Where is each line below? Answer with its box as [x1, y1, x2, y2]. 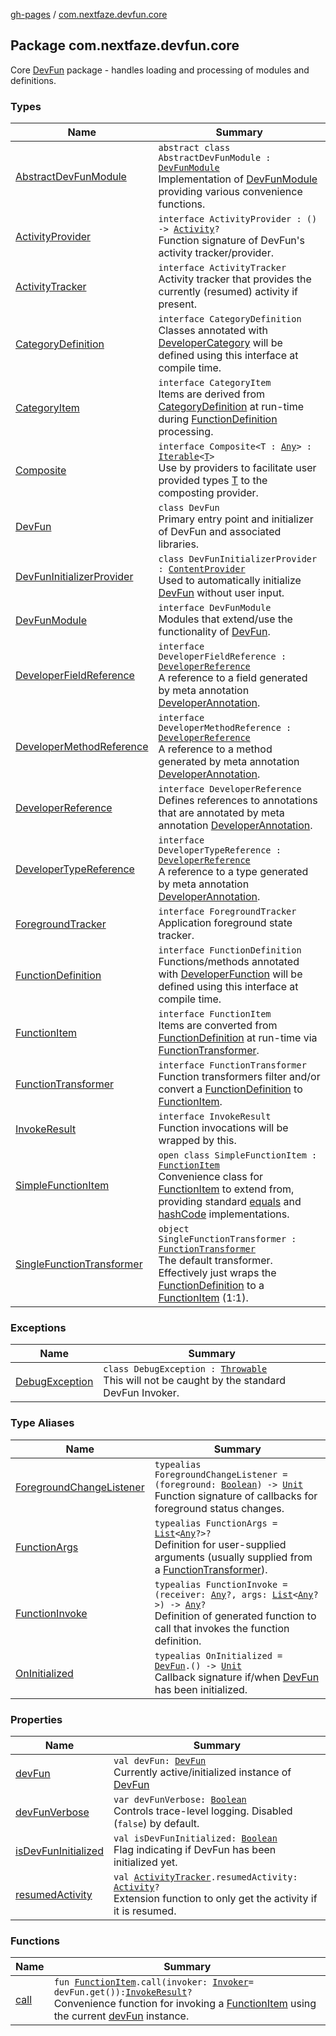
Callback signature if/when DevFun [154, 1670, 320, 1684]
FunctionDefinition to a [158, 1279, 265, 1293]
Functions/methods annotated [158, 955, 300, 969]
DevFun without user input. [158, 586, 285, 600]
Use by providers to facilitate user [158, 461, 317, 475]
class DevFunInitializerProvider [158, 554, 318, 565]
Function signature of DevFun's [158, 234, 306, 248]
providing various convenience [158, 185, 303, 199]
